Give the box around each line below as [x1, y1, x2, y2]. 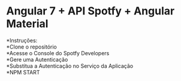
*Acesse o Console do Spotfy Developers [6, 49, 110, 56]
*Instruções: [6, 37, 38, 44]
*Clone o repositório [6, 43, 57, 50]
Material [6, 17, 49, 31]
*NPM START [6, 68, 40, 76]
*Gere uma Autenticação [6, 56, 68, 63]
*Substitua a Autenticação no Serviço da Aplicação [6, 62, 134, 70]
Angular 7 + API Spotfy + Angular [6, 4, 175, 18]
